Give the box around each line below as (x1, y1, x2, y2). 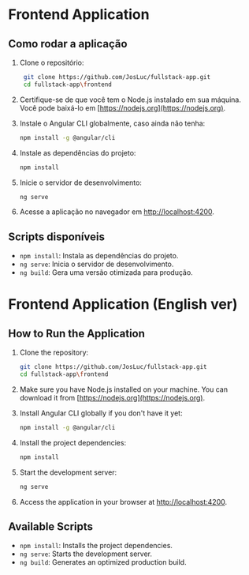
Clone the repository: (19, 348, 89, 357)
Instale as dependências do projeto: (19, 148, 136, 157)
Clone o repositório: (19, 58, 84, 67)
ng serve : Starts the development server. (19, 549, 152, 558)
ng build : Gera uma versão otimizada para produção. (19, 268, 193, 277)
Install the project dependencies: (19, 438, 127, 447)
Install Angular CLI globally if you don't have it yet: (19, 408, 183, 418)
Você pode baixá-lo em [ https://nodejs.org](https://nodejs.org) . (19, 103, 226, 112)
